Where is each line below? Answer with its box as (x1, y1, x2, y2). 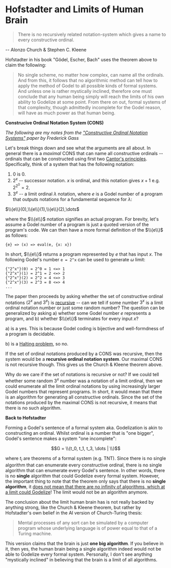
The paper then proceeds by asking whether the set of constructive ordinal (5, 293, 163, 299)
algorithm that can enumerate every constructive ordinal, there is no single (5, 462, 162, 468)
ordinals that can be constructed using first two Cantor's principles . (5, 156, 148, 162)
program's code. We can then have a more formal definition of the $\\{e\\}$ (5, 227, 163, 233)
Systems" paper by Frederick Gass (5, 135, 79, 141)
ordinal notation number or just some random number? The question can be (5, 305, 165, 311)
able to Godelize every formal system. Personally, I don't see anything (5, 551, 152, 557)
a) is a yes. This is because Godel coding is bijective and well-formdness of (5, 326, 164, 332)
